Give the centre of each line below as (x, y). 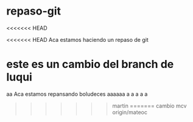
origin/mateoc (130, 112)
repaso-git (34, 11)
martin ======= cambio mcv (149, 106)
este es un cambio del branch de (90, 64)
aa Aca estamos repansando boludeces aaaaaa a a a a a (77, 94)
